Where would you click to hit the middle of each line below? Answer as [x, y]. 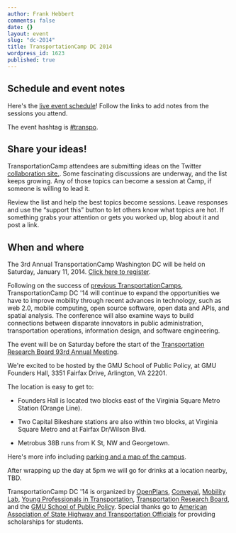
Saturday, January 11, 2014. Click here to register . [79, 272]
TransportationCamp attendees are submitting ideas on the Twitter [105, 166]
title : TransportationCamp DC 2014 [60, 47]
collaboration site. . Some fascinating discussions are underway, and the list [117, 173]
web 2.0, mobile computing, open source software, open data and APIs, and [118, 308]
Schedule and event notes [66, 89]
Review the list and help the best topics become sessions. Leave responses [118, 202]
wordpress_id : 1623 [36, 54]
